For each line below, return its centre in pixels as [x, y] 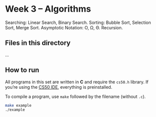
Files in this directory [38, 43]
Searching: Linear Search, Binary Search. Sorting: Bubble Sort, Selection [78, 22]
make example [18, 105]
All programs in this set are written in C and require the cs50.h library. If [77, 82]
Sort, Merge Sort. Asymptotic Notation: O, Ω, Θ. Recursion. [64, 27]
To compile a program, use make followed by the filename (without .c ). [75, 97]
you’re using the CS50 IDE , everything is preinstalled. [59, 87]
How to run [22, 70]
